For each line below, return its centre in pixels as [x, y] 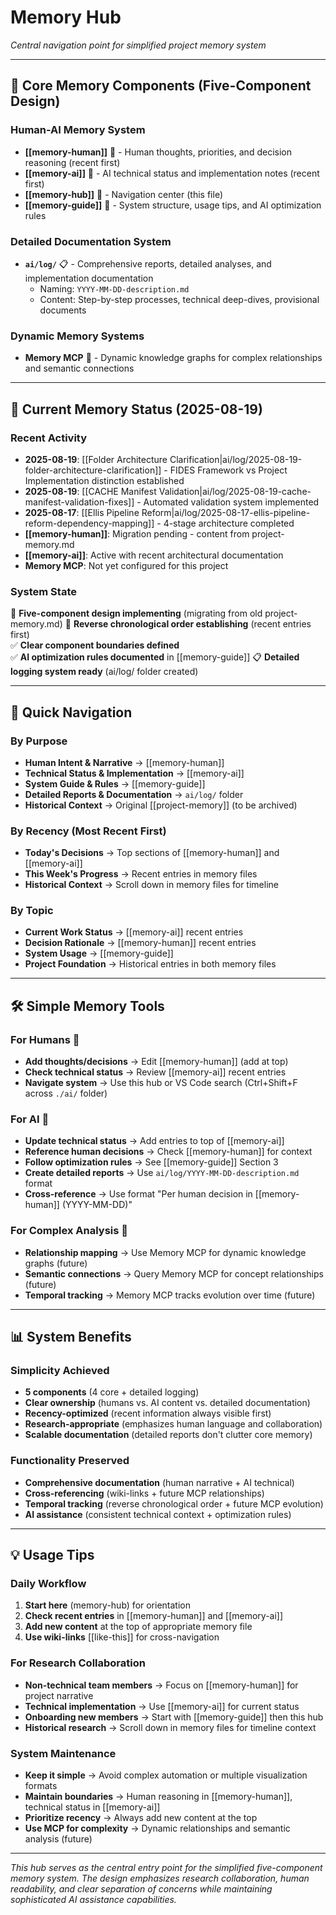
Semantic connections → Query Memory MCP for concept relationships [174, 1273]
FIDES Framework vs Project [228, 470]
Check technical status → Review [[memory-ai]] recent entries [155, 1072]
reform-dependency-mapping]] [89, 523]
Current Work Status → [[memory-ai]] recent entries [134, 932]
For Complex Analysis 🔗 [69, 1231]
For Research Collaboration [78, 1663]
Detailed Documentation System [91, 241]
